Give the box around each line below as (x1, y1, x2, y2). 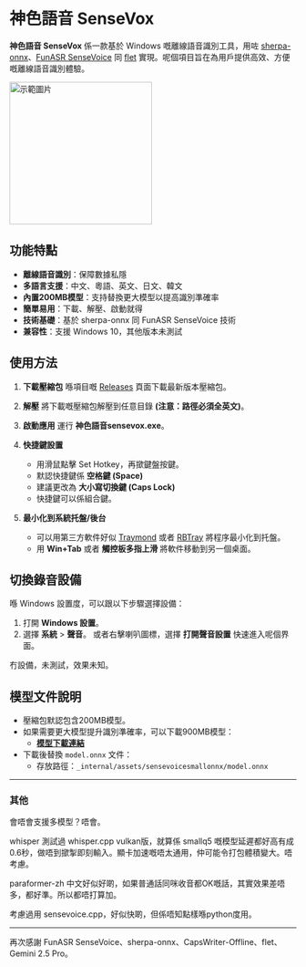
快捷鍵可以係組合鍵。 (36, 493, 117, 504)
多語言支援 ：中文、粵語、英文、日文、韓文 (22, 280, 183, 291)
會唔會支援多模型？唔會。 (9, 816, 106, 827)
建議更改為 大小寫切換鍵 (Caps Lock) (36, 481, 176, 493)
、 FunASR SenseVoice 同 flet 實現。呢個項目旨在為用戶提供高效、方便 (27, 51, 291, 62)
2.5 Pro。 (37, 948, 73, 959)
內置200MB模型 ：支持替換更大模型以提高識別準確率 (22, 291, 219, 302)
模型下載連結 (36, 738, 85, 749)
